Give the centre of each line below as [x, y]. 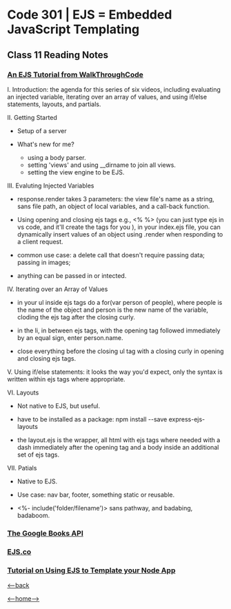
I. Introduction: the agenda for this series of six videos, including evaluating [114, 89]
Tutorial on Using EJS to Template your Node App [91, 570]
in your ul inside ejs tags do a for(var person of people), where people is [120, 302]
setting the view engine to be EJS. [76, 172]
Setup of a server [42, 130]
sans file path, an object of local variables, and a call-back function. [113, 206]
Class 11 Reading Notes [58, 55]
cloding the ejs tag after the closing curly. [76, 317]
